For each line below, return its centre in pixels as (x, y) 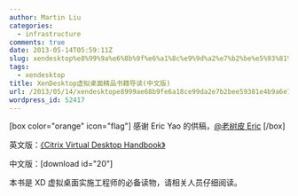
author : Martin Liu (45, 17)
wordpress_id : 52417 (47, 100)
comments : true (37, 42)
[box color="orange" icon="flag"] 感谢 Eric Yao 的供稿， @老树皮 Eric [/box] (147, 126)
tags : (19, 67)
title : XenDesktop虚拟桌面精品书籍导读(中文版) (90, 83)
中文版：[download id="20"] (61, 164)
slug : (19, 59)
